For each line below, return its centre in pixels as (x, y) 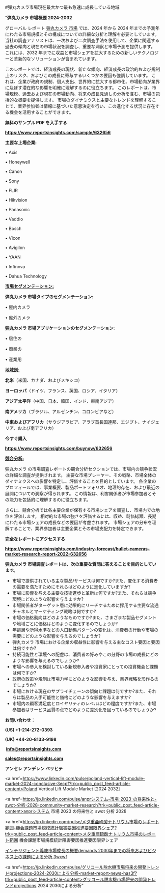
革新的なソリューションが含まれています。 (56, 59)
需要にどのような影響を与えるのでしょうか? (56, 636)
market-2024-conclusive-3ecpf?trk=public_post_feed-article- (68, 783)
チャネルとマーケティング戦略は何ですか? (54, 611)
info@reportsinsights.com (34, 749)
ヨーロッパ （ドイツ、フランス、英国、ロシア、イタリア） (63, 391)
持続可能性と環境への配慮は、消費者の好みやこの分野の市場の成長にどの (85, 654)
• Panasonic (18, 209)
